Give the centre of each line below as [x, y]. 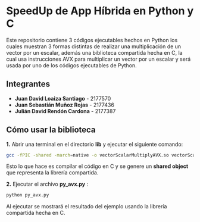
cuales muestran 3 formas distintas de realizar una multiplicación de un [94, 46]
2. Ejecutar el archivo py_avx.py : [47, 184]
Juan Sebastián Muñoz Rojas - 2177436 [65, 105]
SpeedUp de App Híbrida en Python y [100, 11]
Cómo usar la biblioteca [51, 130]
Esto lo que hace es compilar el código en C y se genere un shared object [97, 166]
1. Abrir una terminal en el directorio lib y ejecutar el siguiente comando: [95, 144]
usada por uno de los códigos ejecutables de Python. [71, 65]
